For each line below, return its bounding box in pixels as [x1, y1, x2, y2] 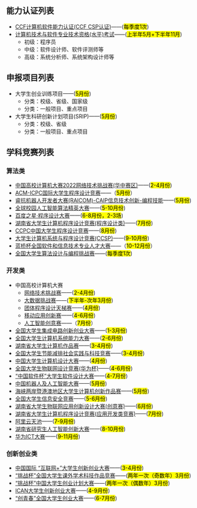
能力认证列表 [6, 5, 54, 16]
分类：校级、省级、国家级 [24, 97, 88, 105]
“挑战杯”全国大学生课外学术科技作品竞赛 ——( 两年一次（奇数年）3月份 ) [15, 472, 192, 479]
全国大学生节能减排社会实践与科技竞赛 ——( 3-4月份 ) [15, 349, 145, 357]
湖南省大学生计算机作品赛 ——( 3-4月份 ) [15, 341, 114, 349]
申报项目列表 [6, 73, 54, 83]
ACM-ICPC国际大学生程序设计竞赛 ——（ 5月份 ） [15, 190, 136, 197]
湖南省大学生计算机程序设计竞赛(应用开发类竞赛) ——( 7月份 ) [15, 410, 164, 417]
